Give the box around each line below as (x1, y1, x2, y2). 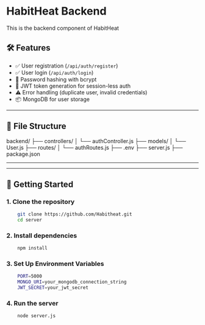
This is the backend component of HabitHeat (6, 24, 119, 32)
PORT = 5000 (17, 273, 43, 279)
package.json (6, 150, 41, 158)
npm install (17, 245, 48, 251)
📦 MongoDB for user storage (15, 96, 90, 103)
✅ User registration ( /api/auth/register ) (15, 62, 118, 69)
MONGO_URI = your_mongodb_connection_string (17, 279, 127, 285)
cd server (17, 217, 43, 223)
